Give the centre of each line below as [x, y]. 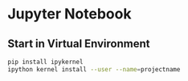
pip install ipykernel [45, 62]
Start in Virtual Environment [79, 44]
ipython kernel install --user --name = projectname [94, 69]
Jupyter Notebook [69, 14]
